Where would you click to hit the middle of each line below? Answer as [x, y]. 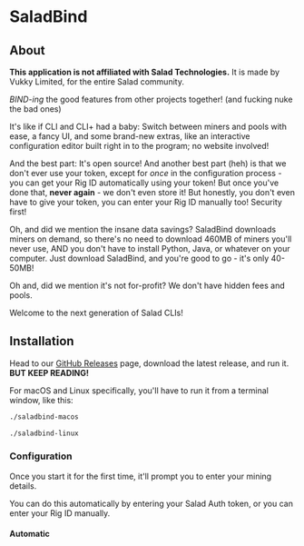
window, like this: [42, 400]
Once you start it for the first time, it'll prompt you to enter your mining [141, 476]
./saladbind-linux [44, 433]
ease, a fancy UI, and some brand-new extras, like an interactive [130, 136]
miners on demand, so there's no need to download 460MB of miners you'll [151, 239]
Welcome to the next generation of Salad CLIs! [97, 313]
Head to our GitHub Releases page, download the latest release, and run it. [149, 363]
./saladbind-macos [44, 417]
